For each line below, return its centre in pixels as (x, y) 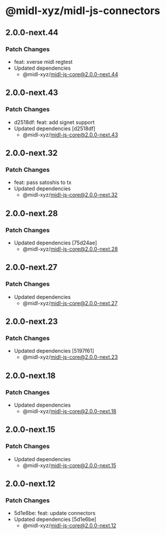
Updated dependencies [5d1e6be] (55, 519)
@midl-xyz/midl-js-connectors (83, 11)
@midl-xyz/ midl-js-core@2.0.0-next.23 (70, 357)
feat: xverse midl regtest (43, 62)
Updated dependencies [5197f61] (54, 351)
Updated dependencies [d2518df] (55, 128)
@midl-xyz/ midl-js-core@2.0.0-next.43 (70, 134)
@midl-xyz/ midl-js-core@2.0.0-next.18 (69, 411)
